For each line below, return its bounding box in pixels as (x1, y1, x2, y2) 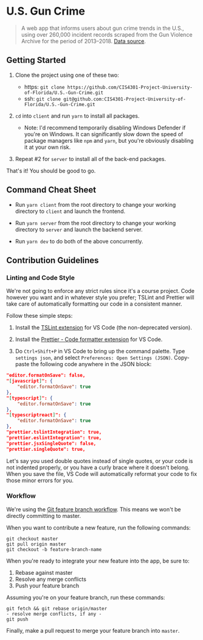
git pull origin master (6, 541, 67, 547)
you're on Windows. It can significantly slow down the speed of (24, 130, 184, 138)
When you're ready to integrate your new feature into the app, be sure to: (6, 557, 190, 564)
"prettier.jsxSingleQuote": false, (6, 440, 97, 447)
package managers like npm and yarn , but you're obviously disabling (24, 137, 194, 144)
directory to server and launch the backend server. (15, 226, 143, 233)
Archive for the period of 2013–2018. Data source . (21, 37, 146, 45)
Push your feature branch (15, 581, 80, 589)
